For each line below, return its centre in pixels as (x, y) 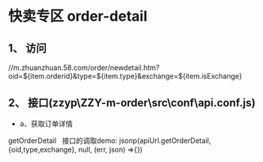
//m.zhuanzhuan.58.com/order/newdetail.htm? (84, 67)
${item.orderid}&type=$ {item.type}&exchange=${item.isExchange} (132, 76)
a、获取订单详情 (46, 123)
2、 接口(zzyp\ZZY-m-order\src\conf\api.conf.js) (132, 103)
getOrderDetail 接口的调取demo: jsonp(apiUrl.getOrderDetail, (110, 141)
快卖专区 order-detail (78, 16)
